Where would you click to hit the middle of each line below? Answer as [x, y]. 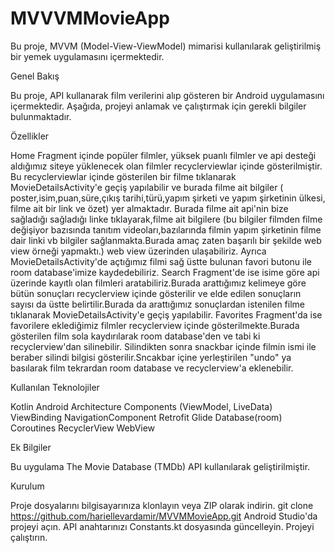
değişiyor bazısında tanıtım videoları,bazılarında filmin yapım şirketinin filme [166, 229]
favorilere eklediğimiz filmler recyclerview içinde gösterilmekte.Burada [155, 325]
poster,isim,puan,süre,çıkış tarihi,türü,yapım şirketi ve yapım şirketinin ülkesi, [168, 198]
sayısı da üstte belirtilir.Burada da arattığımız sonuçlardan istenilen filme [157, 304]
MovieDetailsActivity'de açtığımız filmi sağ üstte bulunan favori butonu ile [161, 261]
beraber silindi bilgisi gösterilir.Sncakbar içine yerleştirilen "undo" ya [151, 357]
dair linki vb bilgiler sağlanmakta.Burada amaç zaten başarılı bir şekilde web [166, 240]
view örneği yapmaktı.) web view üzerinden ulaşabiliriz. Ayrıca [138, 251]
